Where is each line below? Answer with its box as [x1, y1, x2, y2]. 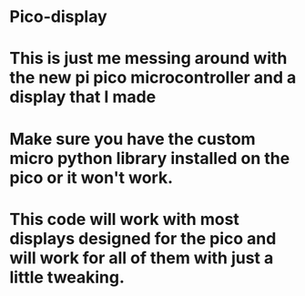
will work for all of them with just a [9, 248, 274, 268]
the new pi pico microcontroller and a [9, 67, 297, 88]
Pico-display [9, 6, 107, 27]
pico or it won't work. [9, 167, 174, 188]
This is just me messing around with [9, 48, 288, 69]
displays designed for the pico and [9, 228, 277, 249]
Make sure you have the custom [9, 128, 257, 149]
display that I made [9, 87, 157, 107]
